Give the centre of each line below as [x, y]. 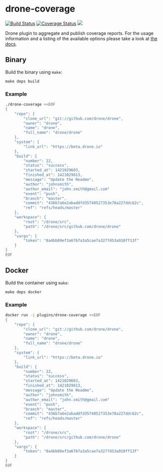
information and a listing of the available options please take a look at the [81, 38]
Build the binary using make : [34, 72]
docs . [11, 44]
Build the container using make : [37, 282]
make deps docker [24, 292]
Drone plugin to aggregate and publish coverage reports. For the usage [79, 33]
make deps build [22, 81]
